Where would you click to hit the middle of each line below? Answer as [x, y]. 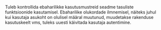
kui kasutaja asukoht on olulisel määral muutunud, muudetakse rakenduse [79, 17]
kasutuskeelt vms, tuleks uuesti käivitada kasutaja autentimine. [68, 22]
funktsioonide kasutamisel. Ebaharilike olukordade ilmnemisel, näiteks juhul [80, 12]
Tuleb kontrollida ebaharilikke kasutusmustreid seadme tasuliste [70, 7]
